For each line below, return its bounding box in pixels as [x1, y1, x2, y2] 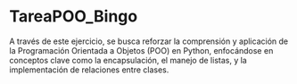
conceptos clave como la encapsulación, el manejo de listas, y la [9, 55, 247, 65]
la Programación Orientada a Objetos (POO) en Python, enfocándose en [9, 45, 274, 55]
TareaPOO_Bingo [9, 6, 138, 27]
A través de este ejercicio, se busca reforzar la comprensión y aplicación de [9, 36, 288, 46]
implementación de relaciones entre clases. [9, 64, 169, 75]
